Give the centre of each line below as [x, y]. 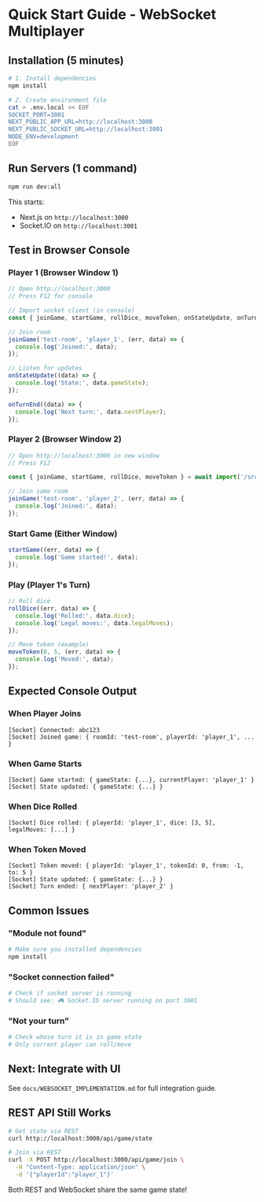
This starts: [26, 202]
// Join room [29, 332]
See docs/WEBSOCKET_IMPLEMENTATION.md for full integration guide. [113, 1088]
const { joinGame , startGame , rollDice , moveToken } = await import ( [125, 477]
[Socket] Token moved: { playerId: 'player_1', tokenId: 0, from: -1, [126, 866]
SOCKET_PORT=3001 [37, 115]
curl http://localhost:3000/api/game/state [81, 1138]
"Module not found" [47, 933]
